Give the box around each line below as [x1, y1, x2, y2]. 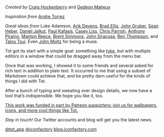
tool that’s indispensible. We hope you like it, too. [5, 93, 104, 98]
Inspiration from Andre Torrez [5, 14, 65, 19]
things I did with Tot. [5, 78, 47, 84]
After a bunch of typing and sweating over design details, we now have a [5, 88, 152, 93]
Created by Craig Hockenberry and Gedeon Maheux [5, 4, 111, 10]
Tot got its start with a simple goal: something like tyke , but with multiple [5, 48, 151, 54]
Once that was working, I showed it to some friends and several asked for [5, 63, 154, 68]
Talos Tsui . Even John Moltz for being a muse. [5, 39, 98, 44]
